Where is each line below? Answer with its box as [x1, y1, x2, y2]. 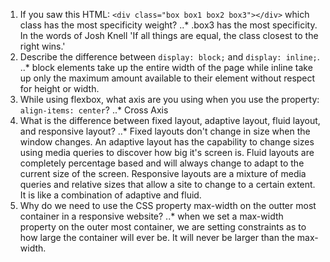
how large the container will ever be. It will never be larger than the [19, 232, 295, 243]
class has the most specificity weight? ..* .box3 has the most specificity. [19, 19, 318, 31]
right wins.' [19, 40, 66, 52]
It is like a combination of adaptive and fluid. [19, 189, 202, 201]
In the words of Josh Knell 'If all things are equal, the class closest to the [19, 30, 319, 41]
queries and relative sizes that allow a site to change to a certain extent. [19, 179, 316, 190]
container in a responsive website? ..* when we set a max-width [19, 210, 284, 222]
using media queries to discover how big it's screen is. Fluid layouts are [19, 147, 315, 158]
